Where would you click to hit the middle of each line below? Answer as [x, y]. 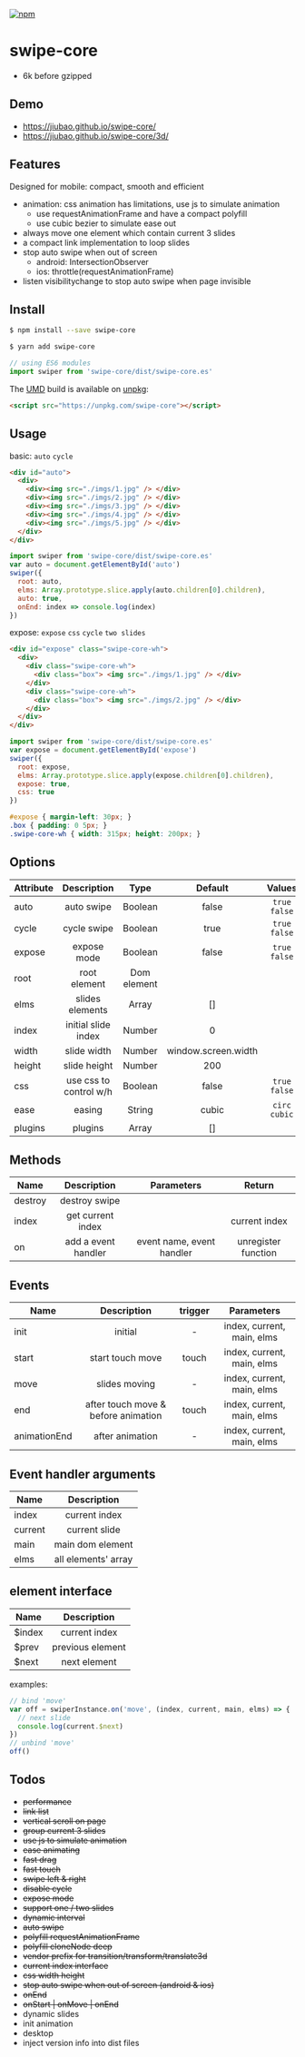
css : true [36, 792]
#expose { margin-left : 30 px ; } [70, 817]
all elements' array [93, 1560]
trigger [195, 1311]
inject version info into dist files [81, 2042]
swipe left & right [54, 1878]
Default [212, 888]
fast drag [39, 1859]
